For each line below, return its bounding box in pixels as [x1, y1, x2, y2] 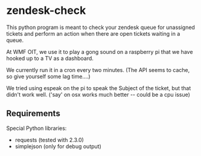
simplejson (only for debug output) [14, 143, 101, 150]
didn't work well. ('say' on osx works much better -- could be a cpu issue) [6, 91, 190, 98]
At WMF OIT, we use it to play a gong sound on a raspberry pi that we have [6, 48, 193, 55]
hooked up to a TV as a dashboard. [6, 54, 94, 62]
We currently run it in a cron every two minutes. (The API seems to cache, [6, 66, 190, 73]
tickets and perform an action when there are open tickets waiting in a [6, 30, 180, 37]
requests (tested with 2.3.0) [14, 136, 85, 143]
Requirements [6, 108, 60, 119]
